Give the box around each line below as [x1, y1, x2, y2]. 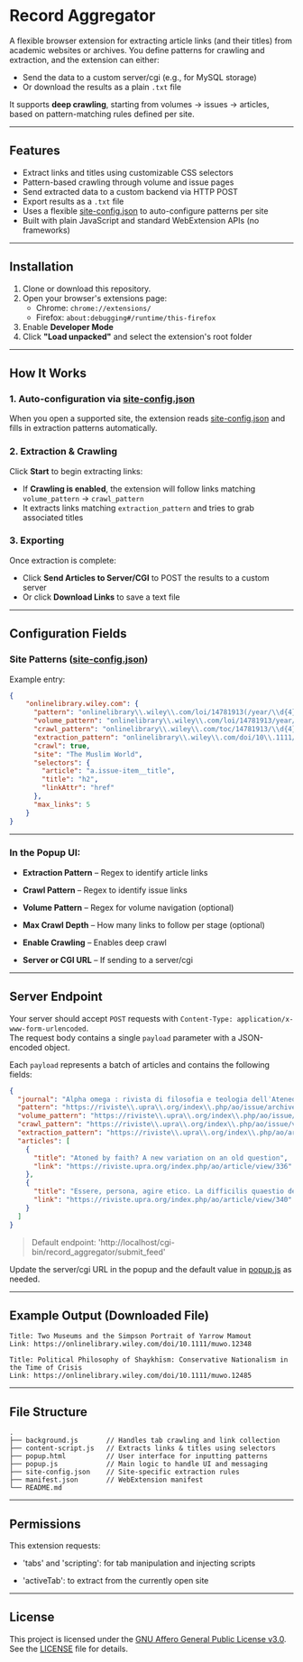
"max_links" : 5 [32, 800, 91, 809]
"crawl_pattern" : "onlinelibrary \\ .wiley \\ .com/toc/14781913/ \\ [32, 725, 280, 734]
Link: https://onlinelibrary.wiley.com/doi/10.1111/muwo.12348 [9, 1340, 252, 1349]
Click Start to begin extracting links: [9, 465, 143, 476]
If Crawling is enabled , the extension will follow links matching [22, 483, 256, 494]
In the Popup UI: [9, 847, 81, 859]
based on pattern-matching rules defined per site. [9, 108, 196, 119]
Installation [9, 259, 74, 275]
